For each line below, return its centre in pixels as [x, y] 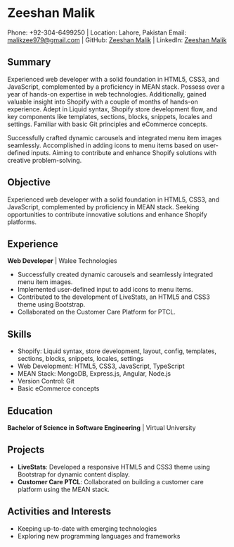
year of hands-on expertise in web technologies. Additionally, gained [107, 94]
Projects [26, 450]
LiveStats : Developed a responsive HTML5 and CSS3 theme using [114, 467]
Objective [29, 182]
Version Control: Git [46, 381]
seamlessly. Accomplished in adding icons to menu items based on [104, 145]
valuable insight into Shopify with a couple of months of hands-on [103, 102]
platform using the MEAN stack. [64, 489]
